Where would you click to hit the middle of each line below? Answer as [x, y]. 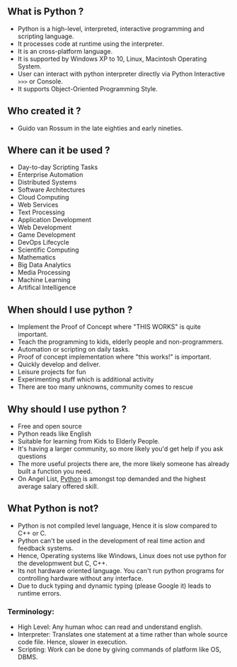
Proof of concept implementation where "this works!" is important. [114, 357]
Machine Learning [44, 280]
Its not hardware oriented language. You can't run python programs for [121, 570]
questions [32, 456]
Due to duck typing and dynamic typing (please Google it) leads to [114, 586]
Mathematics [36, 257]
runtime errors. [39, 593]
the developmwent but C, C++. [63, 563]
